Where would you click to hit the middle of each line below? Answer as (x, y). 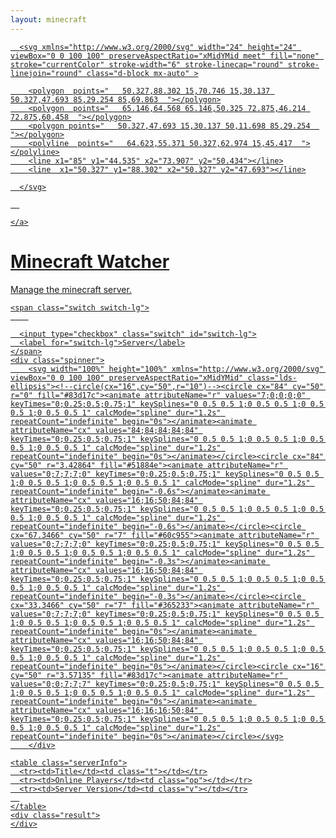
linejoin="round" (46, 73)
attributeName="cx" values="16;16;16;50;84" (104, 710)
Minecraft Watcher (90, 261)
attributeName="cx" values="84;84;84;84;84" (104, 430)
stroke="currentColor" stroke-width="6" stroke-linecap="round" (147, 64)
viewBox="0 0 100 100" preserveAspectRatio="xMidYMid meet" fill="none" (165, 56)
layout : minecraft (48, 19)
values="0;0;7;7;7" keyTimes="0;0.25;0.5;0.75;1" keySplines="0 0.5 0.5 (165, 684)
